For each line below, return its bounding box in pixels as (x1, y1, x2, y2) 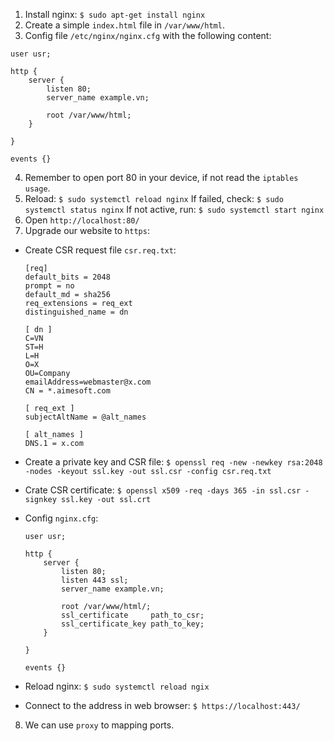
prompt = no (24, 281, 75, 291)
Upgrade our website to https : (24, 225, 150, 236)
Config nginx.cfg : (24, 512, 99, 524)
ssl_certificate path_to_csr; (61, 610, 205, 620)
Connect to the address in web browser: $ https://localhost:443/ (24, 700, 301, 711)
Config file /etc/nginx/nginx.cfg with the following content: (24, 30, 272, 41)
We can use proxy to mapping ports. (24, 719, 175, 731)
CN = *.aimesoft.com (24, 386, 111, 396)
